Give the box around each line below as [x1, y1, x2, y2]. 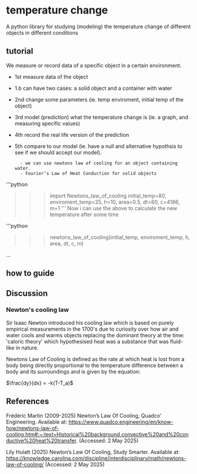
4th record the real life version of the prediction [14, 131, 130, 138]
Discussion [6, 288, 48, 298]
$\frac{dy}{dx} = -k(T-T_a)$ [6, 379, 73, 386]
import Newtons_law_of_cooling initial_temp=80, [49, 192, 167, 199]
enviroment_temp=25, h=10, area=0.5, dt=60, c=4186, [49, 198, 180, 206]
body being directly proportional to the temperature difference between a [6, 362, 184, 369]
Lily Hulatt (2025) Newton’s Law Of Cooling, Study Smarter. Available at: [6, 448, 180, 455]
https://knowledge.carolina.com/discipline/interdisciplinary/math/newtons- [6, 455, 186, 462]
